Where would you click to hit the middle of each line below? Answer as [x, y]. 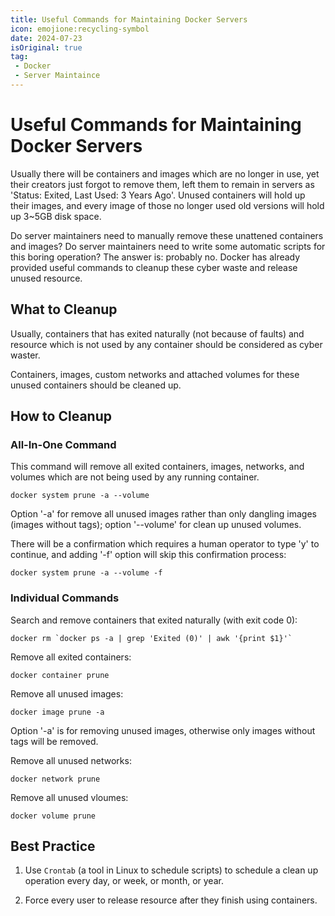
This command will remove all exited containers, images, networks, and [157, 467]
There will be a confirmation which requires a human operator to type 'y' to [165, 544]
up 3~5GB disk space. [56, 216]
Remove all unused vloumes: [69, 797]
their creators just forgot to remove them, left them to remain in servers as [162, 184]
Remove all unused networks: [71, 760]
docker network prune [55, 779]
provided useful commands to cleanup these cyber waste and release [154, 267]
